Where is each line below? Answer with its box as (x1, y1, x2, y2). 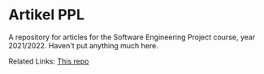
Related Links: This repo (8, 56, 89, 66)
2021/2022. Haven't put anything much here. (8, 40, 158, 50)
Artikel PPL (8, 6, 85, 24)
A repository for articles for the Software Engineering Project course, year (8, 32, 256, 42)
